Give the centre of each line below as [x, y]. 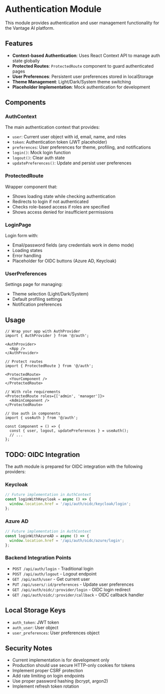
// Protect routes [24, 362]
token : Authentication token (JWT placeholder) [60, 142]
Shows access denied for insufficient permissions [63, 212]
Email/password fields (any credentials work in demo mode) [73, 245]
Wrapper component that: [31, 187]
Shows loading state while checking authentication [64, 196]
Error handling [27, 256]
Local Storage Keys [35, 610]
